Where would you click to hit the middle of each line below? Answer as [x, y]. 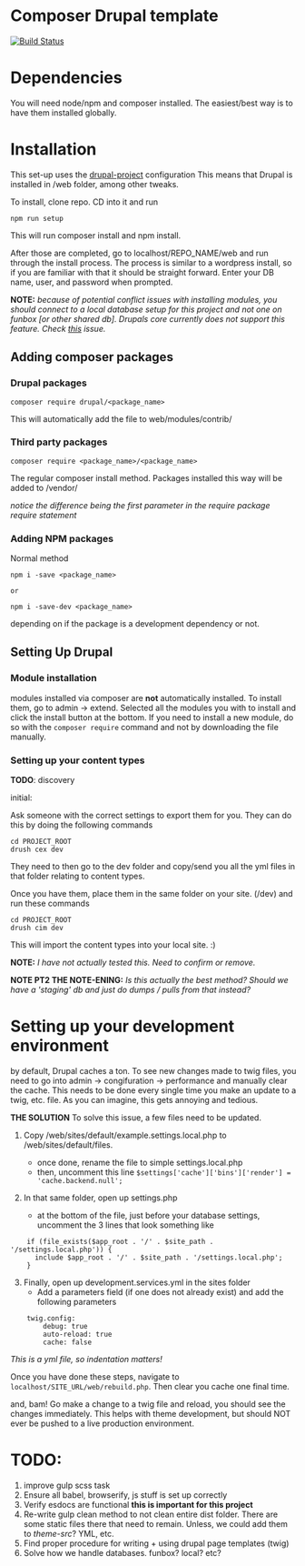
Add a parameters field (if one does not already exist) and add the [160, 1292]
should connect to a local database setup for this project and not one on [146, 309]
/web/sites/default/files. [68, 1145]
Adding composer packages [92, 357]
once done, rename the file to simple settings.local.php [140, 1163]
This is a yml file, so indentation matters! [86, 1360]
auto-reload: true [78, 1335]
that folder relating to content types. [78, 876]
